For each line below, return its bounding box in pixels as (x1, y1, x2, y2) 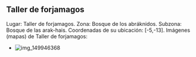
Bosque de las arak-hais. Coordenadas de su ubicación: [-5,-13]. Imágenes (6, 26, 191, 33)
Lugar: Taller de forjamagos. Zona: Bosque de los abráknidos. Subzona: (6, 20, 182, 27)
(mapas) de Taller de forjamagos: (6, 32, 88, 40)
